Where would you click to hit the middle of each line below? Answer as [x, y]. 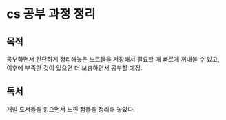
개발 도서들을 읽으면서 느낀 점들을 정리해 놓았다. [71, 109]
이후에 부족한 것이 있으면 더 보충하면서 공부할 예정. [74, 68]
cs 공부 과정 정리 [51, 14]
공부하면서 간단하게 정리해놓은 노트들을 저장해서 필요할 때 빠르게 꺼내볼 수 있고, [113, 59]
